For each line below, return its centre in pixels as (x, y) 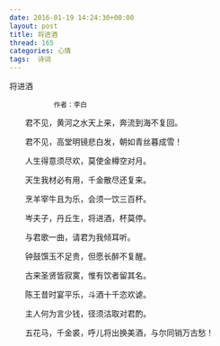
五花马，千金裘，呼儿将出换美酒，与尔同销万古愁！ (119, 333)
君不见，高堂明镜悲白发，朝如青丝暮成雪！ (103, 142)
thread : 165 (31, 43)
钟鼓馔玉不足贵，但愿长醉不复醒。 (88, 256)
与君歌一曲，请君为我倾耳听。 (80, 237)
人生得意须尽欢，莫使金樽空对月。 (88, 161)
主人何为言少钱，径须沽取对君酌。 (88, 314)
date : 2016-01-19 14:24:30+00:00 (72, 18)
